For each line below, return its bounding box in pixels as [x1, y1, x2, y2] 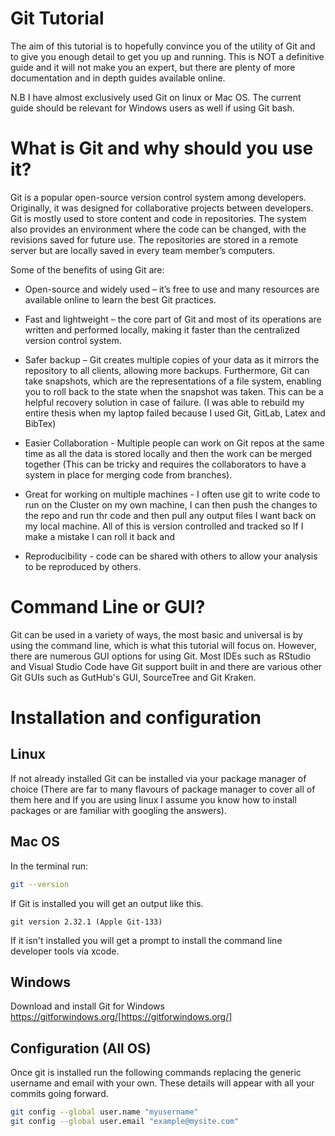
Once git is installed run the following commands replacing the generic [10, 1067, 302, 1079]
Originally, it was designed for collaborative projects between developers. [10, 202, 314, 214]
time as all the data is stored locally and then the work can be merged [24, 447, 313, 459]
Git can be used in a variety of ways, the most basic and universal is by [10, 628, 303, 641]
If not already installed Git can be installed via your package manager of [10, 772, 307, 784]
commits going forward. [10, 1088, 109, 1100]
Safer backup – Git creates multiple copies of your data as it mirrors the [24, 353, 320, 366]
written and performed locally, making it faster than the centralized [24, 323, 300, 336]
